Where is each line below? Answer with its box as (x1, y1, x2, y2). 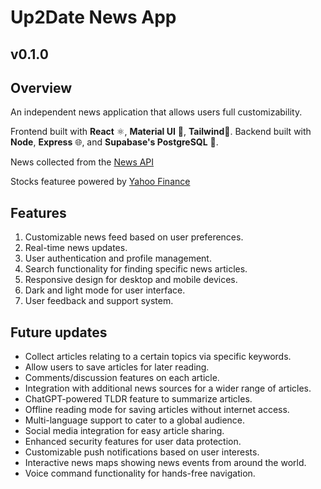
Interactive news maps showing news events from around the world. (24, 457, 307, 469)
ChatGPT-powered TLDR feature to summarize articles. (24, 393, 253, 405)
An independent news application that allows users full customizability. (10, 106, 303, 118)
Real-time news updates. (24, 242, 128, 254)
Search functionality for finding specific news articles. (24, 263, 248, 275)
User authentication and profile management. (24, 252, 212, 265)
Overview (10, 79, 73, 96)
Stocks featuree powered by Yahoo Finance (10, 176, 191, 188)
